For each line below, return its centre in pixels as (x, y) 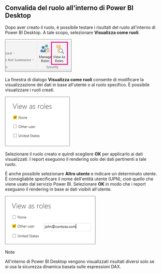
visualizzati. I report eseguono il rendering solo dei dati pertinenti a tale (76, 159)
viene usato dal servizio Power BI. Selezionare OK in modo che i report (75, 184)
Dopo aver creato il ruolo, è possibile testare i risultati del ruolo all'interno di (80, 27)
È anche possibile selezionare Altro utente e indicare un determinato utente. (81, 173)
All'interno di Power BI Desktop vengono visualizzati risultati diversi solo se (80, 261)
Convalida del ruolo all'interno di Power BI (69, 8)
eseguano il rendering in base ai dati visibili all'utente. (59, 189)
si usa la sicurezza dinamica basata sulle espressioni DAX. (63, 266)
